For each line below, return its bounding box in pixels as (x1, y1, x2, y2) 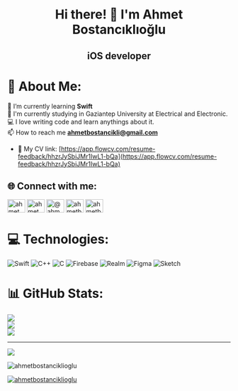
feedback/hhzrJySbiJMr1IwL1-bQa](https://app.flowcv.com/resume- (17, 152, 217, 161)
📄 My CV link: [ (17, 144, 62, 153)
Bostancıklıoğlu (72, 21, 166, 38)
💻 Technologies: (7, 231, 109, 247)
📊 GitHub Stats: (7, 286, 104, 301)
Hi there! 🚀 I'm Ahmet (55, 6, 183, 23)
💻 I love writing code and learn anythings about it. (7, 117, 154, 126)
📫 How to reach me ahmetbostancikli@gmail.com (7, 128, 158, 136)
